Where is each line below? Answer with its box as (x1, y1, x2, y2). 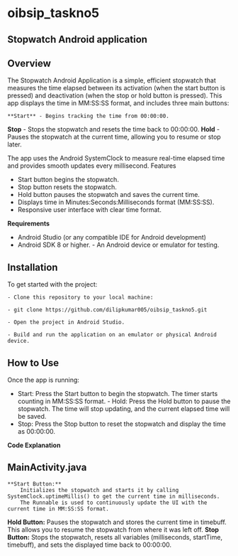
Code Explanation (7, 441, 61, 449)
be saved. (17, 412, 47, 421)
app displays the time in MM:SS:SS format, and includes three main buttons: (7, 99, 229, 107)
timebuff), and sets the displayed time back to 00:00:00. (7, 540, 172, 549)
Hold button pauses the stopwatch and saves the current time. (17, 191, 200, 199)
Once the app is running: (7, 375, 80, 385)
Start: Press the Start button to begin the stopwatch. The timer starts (17, 390, 218, 398)
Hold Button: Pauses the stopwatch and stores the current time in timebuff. (7, 518, 227, 526)
